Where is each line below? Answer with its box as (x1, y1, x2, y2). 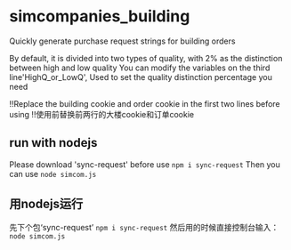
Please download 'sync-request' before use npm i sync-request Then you (9, 158, 280, 170)
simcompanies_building (9, 6, 190, 27)
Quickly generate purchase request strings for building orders (9, 36, 236, 46)
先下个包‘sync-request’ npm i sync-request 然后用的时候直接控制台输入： (9, 222, 279, 232)
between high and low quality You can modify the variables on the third (9, 62, 271, 73)
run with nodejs (9, 135, 98, 150)
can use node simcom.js (9, 168, 97, 179)
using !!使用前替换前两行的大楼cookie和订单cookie (9, 109, 194, 119)
